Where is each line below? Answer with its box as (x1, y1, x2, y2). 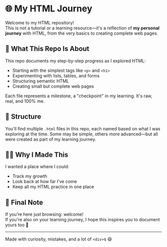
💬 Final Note (5, 198, 43, 206)
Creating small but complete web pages (12, 83, 94, 89)
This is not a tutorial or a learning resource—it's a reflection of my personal (5, 25, 160, 31)
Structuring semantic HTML (12, 78, 70, 84)
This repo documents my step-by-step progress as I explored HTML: (5, 58, 146, 63)
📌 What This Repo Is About (5, 45, 89, 53)
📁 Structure (5, 113, 41, 121)
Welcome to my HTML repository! (5, 19, 75, 25)
